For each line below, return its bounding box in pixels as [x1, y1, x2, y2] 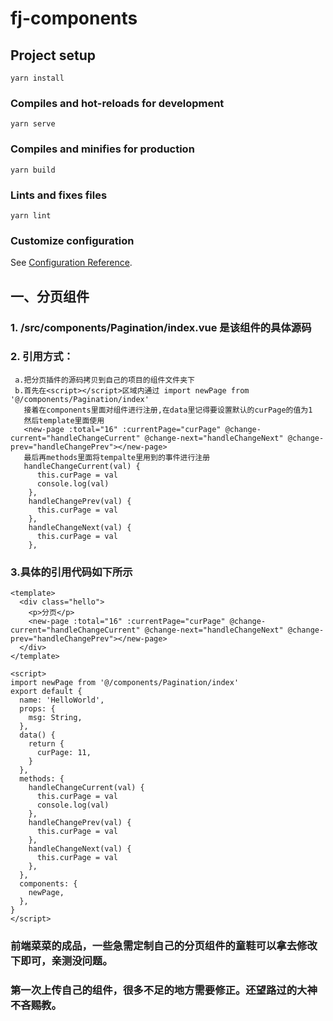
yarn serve [10, 119, 56, 129]
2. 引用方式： [10, 350, 74, 364]
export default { [10, 687, 83, 697]
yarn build [10, 165, 56, 175]
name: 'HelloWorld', [19, 695, 105, 706]
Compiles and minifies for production [10, 142, 195, 156]
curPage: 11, [36, 748, 92, 758]
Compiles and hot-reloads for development [10, 96, 225, 110]
